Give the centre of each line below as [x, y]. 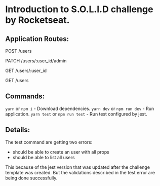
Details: [18, 130]
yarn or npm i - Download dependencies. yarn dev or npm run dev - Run [80, 108]
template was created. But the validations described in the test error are [80, 172]
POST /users [18, 51]
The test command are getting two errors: [49, 142]
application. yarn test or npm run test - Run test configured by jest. [76, 114]
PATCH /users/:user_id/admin [36, 61]
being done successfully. [31, 178]
